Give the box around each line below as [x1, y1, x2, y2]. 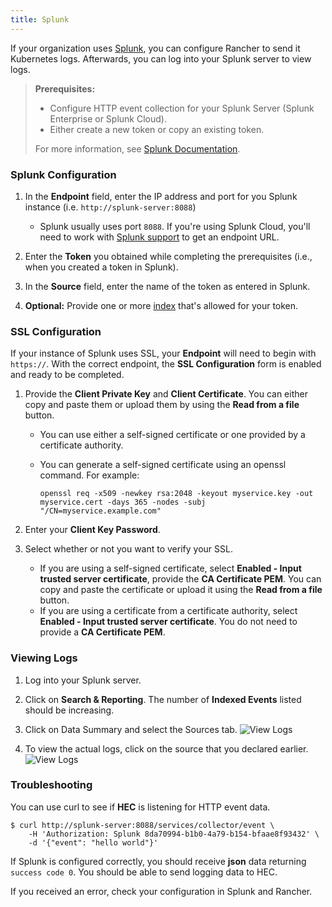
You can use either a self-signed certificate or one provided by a [39, 429, 306, 441]
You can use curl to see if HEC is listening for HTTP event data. [10, 801, 271, 813]
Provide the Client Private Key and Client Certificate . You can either [24, 388, 308, 400]
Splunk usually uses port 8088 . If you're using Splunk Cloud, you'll [39, 220, 311, 232]
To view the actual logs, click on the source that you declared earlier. [24, 742, 309, 755]
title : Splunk [10, 14, 70, 25]
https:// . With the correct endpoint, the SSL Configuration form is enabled [10, 358, 322, 370]
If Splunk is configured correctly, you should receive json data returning [10, 855, 307, 867]
